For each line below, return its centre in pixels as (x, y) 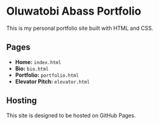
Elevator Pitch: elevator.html (52, 81)
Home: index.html (38, 62)
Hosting (22, 101)
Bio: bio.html (32, 68)
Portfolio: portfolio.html (47, 75)
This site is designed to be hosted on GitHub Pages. (71, 115)
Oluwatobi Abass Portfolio (74, 11)
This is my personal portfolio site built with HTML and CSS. (80, 28)
